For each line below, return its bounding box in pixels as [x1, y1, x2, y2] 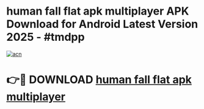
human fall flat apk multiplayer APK [6, 4, 189, 18]
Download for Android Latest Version [6, 17, 199, 31]
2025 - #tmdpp [6, 30, 85, 44]
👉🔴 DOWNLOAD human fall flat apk [6, 73, 192, 86]
